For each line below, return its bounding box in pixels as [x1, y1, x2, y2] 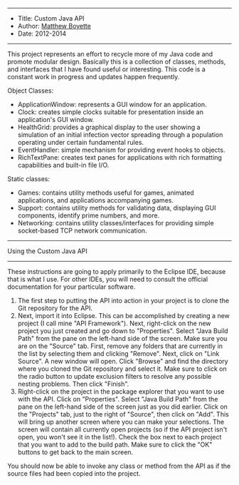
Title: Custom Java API [17, 14, 85, 22]
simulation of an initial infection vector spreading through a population [17, 131, 223, 139]
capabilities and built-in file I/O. [17, 161, 110, 169]
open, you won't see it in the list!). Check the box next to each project [17, 433, 222, 441]
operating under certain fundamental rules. [17, 138, 144, 146]
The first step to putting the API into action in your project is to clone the [17, 297, 230, 305]
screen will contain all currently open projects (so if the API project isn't [17, 425, 228, 434]
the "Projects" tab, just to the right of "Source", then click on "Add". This [17, 410, 229, 418]
